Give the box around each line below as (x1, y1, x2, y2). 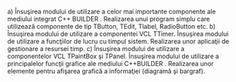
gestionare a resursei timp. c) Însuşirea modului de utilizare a (7, 45, 185, 53)
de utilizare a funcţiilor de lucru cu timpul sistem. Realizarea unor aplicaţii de (7, 37, 230, 46)
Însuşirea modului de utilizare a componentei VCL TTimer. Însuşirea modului (7, 29, 229, 38)
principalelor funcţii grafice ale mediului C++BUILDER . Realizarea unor (7, 60, 214, 67)
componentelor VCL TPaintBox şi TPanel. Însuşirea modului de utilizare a (7, 52, 219, 60)
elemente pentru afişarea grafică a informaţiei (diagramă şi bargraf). (7, 67, 206, 75)
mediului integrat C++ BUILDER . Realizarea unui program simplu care (7, 15, 211, 23)
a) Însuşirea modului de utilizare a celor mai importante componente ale (7, 8, 216, 15)
